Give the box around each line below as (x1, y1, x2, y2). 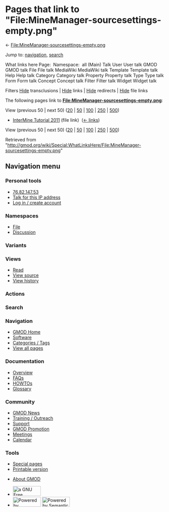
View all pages (12, 345, 44, 351)
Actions (5, 290, 25, 298)
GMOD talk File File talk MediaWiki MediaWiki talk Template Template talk (5, 67, 158, 73)
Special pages (12, 461, 43, 467)
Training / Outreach (12, 415, 54, 421)
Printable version (12, 466, 48, 472)
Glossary (12, 385, 32, 391)
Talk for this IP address (12, 194, 61, 200)
